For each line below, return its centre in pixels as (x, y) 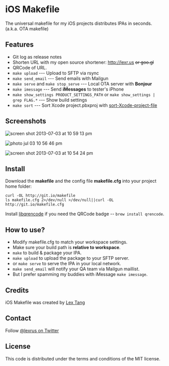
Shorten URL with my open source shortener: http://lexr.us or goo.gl (83, 62)
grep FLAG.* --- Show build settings (50, 100)
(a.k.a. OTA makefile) (27, 28)
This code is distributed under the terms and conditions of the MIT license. (83, 358)
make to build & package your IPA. (47, 253)
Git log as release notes (37, 57)
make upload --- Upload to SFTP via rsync (56, 73)
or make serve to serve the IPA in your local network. (67, 264)
